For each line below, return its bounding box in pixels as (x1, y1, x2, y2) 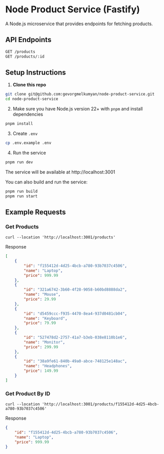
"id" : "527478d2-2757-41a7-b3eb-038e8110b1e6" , (24, 335, 127, 340)
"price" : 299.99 (24, 344, 58, 350)
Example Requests (5, 207, 66, 216)
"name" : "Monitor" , (24, 339, 66, 345)
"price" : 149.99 (24, 368, 58, 373)
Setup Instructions (5, 68, 66, 77)
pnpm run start (5, 194, 38, 199)
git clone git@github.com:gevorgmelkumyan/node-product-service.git (5, 91, 155, 97)
